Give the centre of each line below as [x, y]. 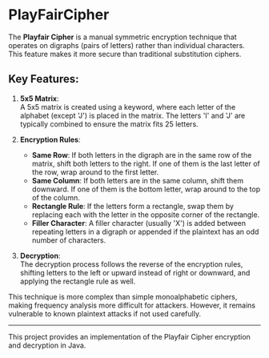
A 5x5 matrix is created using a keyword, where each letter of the [128, 107]
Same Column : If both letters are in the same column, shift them [138, 180]
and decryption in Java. [47, 345]
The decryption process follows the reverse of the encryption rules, [131, 264]
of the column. [56, 197]
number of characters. [69, 240]
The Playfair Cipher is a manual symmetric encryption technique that [123, 37]
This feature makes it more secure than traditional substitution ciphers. [125, 54]
